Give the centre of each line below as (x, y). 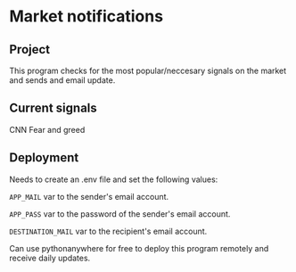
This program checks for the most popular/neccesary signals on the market (148, 70)
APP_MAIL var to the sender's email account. (89, 196)
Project (30, 49)
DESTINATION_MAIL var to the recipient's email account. (108, 231)
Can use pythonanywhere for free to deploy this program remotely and (139, 248)
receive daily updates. (50, 258)
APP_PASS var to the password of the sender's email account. (120, 214)
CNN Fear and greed (47, 129)
